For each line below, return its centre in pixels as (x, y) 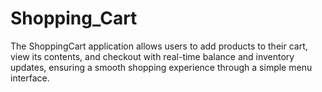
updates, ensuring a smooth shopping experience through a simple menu (161, 67)
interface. (30, 78)
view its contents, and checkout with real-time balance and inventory (152, 56)
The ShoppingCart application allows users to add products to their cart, (159, 46)
